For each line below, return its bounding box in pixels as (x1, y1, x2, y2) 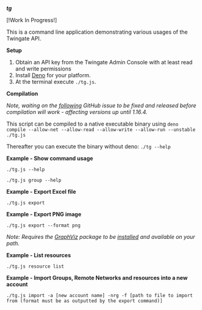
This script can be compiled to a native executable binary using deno (6, 120, 179, 127)
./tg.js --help (6, 167, 45, 173)
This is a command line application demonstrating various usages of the (6, 28, 188, 36)
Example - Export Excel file (6, 188, 77, 195)
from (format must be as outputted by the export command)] (6, 298, 163, 304)
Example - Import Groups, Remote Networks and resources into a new (6, 274, 188, 281)
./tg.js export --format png (6, 222, 81, 229)
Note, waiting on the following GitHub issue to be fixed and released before (6, 102, 197, 109)
